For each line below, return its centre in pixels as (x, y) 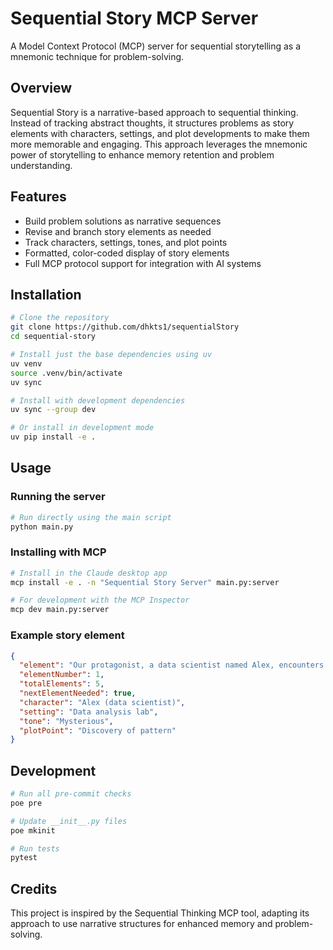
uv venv (26, 363)
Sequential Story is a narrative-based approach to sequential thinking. (154, 112)
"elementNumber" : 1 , (62, 675)
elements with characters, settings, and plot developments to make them (160, 133)
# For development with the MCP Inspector (100, 600)
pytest (24, 858)
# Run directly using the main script (91, 517)
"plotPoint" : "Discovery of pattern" (98, 730)
